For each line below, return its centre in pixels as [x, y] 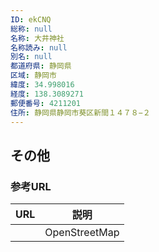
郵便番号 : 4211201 [46, 103]
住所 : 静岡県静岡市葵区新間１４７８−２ [80, 112]
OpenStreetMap [82, 233]
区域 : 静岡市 [33, 76]
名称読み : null [39, 47]
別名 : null [31, 57]
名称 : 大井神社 [37, 38]
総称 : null [31, 29]
